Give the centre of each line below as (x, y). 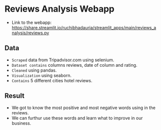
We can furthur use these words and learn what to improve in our (77, 118)
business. (21, 123)
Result (15, 96)
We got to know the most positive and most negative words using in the (83, 108)
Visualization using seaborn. (41, 75)
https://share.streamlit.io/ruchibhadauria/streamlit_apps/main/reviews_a (84, 27)
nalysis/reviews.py (30, 33)
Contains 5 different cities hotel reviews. (52, 80)
